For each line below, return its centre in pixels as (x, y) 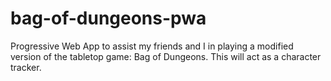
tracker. (26, 67)
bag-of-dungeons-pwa (108, 18)
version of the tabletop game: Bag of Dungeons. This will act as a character (166, 56)
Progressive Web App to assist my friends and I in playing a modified (152, 46)
